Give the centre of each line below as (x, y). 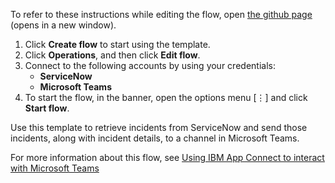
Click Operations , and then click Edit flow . (112, 55)
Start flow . (47, 108)
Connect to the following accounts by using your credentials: (150, 65)
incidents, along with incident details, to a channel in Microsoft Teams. (155, 138)
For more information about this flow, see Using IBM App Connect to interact (167, 157)
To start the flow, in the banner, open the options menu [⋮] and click (166, 97)
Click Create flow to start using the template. (117, 44)
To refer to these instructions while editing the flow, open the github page (161, 14)
